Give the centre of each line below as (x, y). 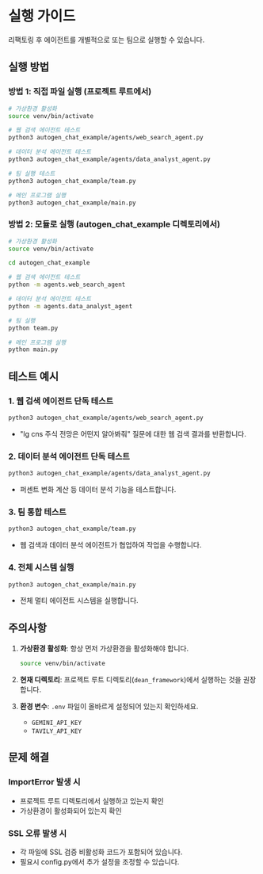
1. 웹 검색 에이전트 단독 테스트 (61, 401)
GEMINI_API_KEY (56, 723)
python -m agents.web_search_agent (67, 285)
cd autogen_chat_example (49, 263)
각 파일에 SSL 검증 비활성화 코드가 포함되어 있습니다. (101, 852)
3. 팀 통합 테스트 (38, 512)
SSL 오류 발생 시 (38, 833)
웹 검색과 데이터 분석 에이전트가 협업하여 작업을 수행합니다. (111, 545)
